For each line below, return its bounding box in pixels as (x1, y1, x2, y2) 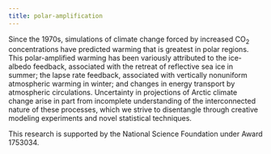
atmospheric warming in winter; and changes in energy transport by (8, 79, 235, 89)
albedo (8, 62, 32, 71)
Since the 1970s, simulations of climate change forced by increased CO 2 (8, 34, 250, 45)
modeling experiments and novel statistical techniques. (8, 113, 193, 123)
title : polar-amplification (8, 11, 104, 20)
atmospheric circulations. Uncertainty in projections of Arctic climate (8, 88, 238, 97)
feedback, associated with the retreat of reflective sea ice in (32, 62, 234, 71)
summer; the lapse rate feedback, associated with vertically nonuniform (8, 71, 248, 80)
